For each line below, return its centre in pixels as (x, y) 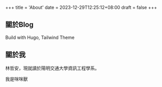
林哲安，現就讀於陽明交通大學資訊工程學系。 (52, 68)
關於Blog (19, 25)
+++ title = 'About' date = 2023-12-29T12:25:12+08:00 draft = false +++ (81, 7)
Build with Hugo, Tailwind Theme (40, 37)
